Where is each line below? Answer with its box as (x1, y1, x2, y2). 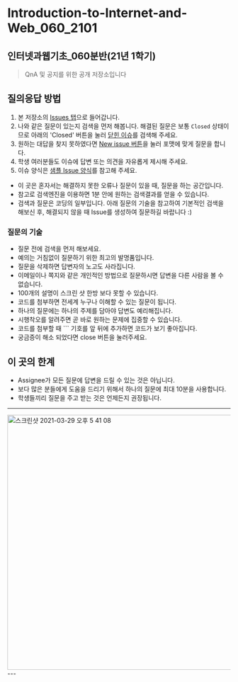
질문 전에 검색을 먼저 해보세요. (17, 244, 101, 253)
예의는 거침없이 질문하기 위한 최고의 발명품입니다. (17, 254, 154, 262)
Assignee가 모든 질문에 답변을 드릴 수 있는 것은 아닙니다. (17, 375, 175, 384)
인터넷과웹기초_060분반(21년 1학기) (7, 50, 156, 62)
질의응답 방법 (7, 93, 62, 105)
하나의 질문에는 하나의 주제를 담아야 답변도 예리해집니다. (17, 307, 174, 315)
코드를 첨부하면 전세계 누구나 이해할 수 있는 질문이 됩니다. (17, 297, 177, 306)
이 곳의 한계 (7, 356, 55, 368)
